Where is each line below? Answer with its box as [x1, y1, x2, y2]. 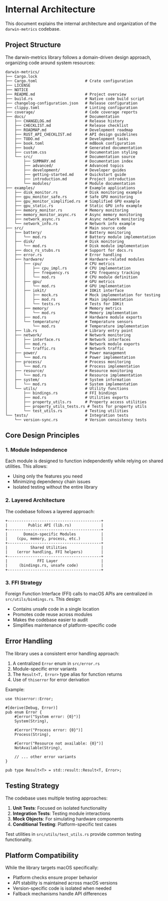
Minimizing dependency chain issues [12, 479, 91, 485]
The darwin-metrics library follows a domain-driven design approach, [5, 54, 151, 60]
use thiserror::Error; [5, 696, 53, 701]
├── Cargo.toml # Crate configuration [5, 78, 133, 84]
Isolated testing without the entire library [12, 484, 98, 490]
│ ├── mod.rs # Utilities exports [5, 395, 129, 400]
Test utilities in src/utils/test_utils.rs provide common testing [5, 831, 142, 837]
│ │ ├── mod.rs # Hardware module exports [5, 314, 143, 320]
